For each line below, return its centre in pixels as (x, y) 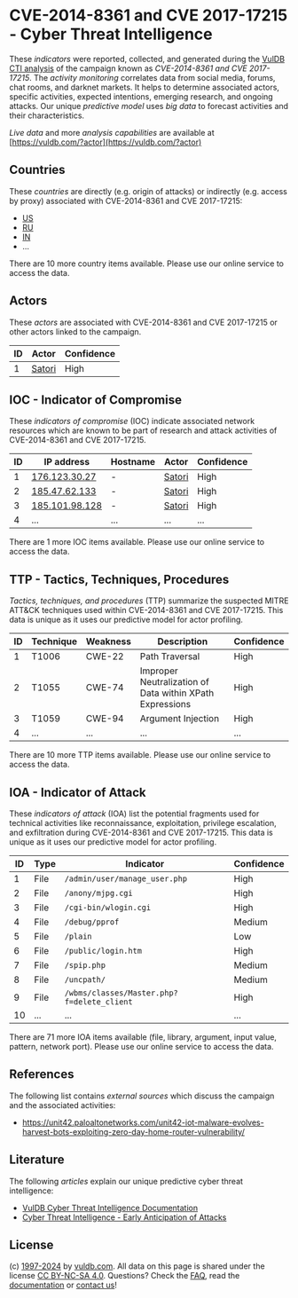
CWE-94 (105, 719)
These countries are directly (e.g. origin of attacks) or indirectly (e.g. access (149, 191)
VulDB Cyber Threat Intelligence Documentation (110, 1208)
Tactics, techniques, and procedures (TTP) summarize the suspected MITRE (149, 601)
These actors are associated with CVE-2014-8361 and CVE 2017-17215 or (143, 322)
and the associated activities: (63, 1105)
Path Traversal (170, 657)
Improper (159, 671)
